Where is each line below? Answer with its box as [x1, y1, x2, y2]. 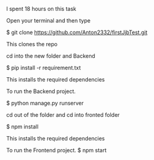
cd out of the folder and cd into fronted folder [6, 111, 120, 118]
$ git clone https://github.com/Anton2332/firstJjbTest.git [6, 29, 147, 36]
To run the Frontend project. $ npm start [6, 147, 107, 154]
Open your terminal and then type [6, 17, 91, 24]
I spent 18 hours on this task [6, 5, 77, 12]
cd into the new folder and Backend [6, 52, 96, 60]
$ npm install [6, 123, 39, 130]
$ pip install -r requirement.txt [6, 64, 81, 71]
